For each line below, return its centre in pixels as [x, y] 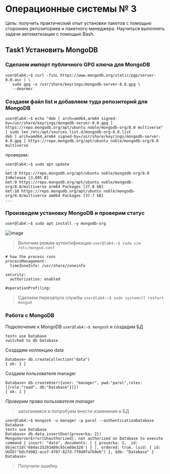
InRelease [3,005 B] [27, 178]
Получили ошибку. [38, 466]
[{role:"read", [21, 387]
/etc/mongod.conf [36, 248]
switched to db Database [32, 340]
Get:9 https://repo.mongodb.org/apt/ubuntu [52, 182]
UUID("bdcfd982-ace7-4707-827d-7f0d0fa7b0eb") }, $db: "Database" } [80, 452]
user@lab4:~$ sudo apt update [38, 164]
